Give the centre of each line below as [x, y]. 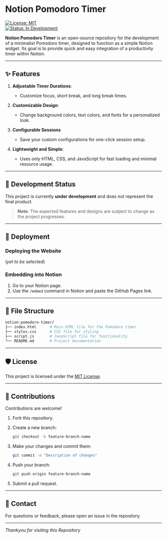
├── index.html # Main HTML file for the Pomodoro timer [71, 327]
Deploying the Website [33, 251]
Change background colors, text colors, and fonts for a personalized [90, 115]
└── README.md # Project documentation [53, 341]
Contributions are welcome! [34, 408]
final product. [19, 201]
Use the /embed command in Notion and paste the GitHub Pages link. [82, 291]
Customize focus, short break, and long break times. [74, 95]
